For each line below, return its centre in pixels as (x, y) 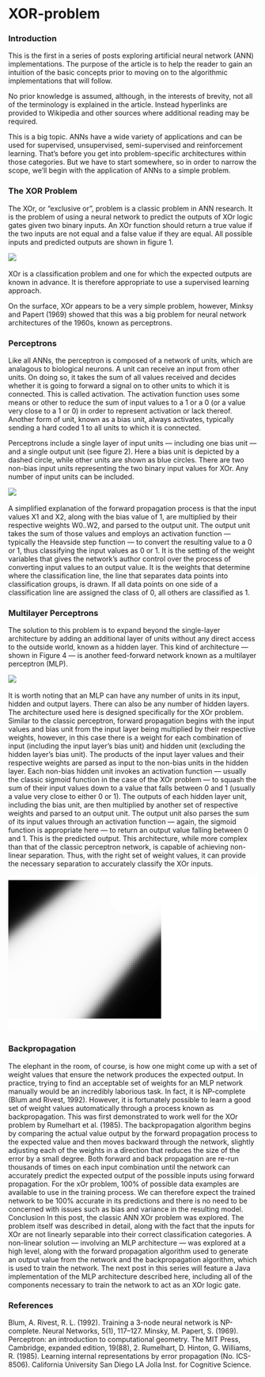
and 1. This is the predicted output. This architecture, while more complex (128, 839)
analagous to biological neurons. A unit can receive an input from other (124, 369)
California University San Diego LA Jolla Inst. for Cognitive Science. (141, 1364)
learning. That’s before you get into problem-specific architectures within (127, 154)
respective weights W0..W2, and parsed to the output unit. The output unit (129, 525)
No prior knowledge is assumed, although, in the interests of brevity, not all (131, 97)
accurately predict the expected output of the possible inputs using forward (131, 1175)
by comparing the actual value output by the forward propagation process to (133, 1133)
